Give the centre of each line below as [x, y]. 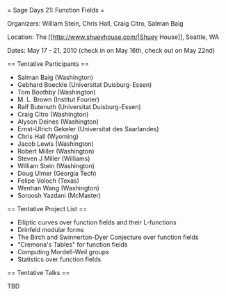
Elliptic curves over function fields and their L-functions [97, 222]
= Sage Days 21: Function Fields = [56, 10]
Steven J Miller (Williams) [54, 158]
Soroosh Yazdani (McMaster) [59, 195]
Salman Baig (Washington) [55, 77]
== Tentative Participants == [48, 64]
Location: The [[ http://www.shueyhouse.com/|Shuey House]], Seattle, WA [113, 37]
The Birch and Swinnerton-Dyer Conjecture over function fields [108, 237]
